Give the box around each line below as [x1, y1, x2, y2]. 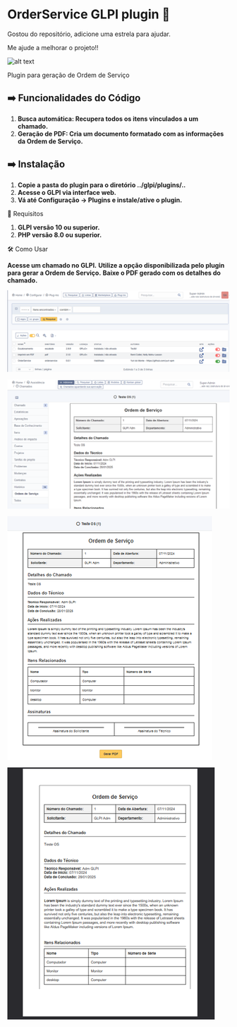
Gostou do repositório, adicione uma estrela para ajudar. [7, 30, 171, 38]
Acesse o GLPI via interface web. [17, 188, 116, 196]
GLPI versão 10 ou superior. [17, 222, 100, 232]
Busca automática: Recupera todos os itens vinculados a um [17, 114, 199, 123]
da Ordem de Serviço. [17, 137, 83, 146]
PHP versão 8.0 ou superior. [17, 230, 102, 239]
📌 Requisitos [7, 209, 44, 218]
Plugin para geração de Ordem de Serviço [7, 71, 130, 79]
